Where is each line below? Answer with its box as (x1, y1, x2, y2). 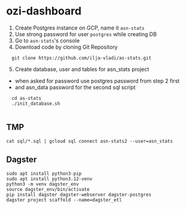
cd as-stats (11, 95, 42, 101)
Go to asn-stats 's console (14, 37, 80, 44)
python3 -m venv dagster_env (6, 181, 79, 187)
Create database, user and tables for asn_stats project (14, 65, 149, 73)
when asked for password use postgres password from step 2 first (14, 77, 180, 84)
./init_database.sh (11, 101, 61, 107)
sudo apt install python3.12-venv (6, 176, 93, 182)
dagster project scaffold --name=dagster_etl (6, 197, 122, 203)
